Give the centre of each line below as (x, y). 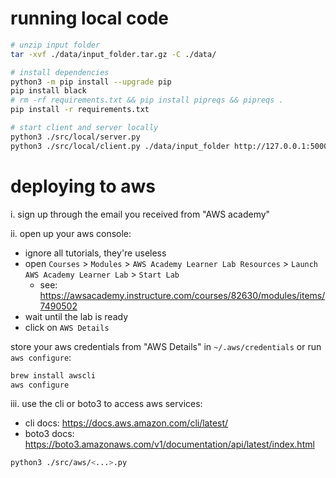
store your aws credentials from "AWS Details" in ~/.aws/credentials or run (166, 346)
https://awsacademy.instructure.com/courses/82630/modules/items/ (182, 295)
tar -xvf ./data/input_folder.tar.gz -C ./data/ (113, 54)
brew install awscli (53, 375)
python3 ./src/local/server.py (75, 137)
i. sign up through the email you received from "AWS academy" (140, 214)
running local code (89, 18)
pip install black (48, 91)
